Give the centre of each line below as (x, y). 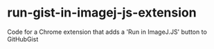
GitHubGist (23, 39)
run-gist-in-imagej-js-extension (102, 13)
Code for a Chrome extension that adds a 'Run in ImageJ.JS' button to (107, 32)
